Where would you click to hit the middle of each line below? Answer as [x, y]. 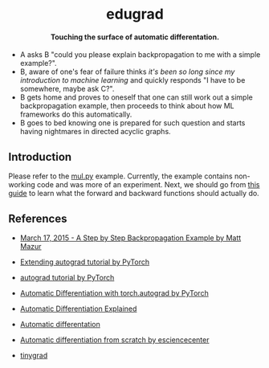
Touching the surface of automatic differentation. [135, 37]
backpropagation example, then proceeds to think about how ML [127, 106]
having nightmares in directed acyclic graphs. [95, 132]
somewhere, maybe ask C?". [67, 89]
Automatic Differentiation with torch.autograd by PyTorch [114, 293]
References [38, 218]
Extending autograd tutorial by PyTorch [85, 262]
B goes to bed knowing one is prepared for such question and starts [132, 123]
